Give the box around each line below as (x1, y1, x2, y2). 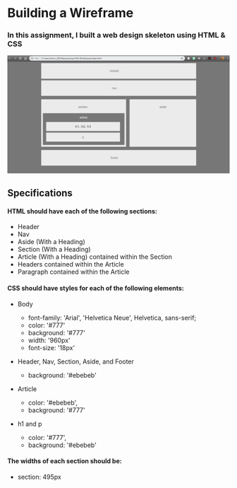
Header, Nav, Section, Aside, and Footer (17, 357, 134, 366)
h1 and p (17, 419, 42, 428)
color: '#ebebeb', (28, 398, 78, 407)
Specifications (7, 187, 73, 199)
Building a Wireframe (7, 5, 134, 21)
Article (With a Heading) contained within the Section (17, 252, 173, 261)
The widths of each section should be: (7, 457, 122, 465)
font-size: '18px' (28, 343, 75, 352)
